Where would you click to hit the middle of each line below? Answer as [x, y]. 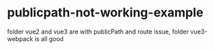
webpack [20, 38]
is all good [49, 38]
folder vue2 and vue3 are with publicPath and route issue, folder [98, 32]
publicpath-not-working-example [105, 13]
